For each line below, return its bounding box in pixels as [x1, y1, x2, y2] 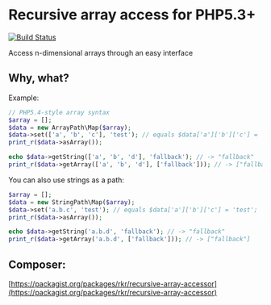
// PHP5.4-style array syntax [8, 108, 110, 116]
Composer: [8, 257, 66, 271]
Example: [8, 93, 40, 102]
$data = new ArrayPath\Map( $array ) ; [8, 123, 131, 132]
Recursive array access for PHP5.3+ [8, 6, 256, 24]
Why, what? [8, 71, 70, 86]
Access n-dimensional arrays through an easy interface [8, 48, 194, 57]
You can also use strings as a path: [8, 175, 125, 185]
